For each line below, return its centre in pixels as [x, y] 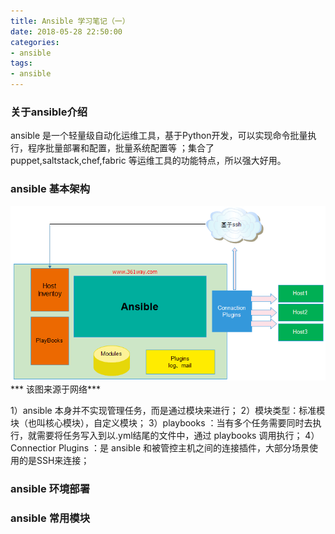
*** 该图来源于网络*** [56, 389]
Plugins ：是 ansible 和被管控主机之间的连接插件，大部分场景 [184, 447]
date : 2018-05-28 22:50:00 [66, 31]
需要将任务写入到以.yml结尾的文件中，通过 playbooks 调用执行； [169, 435]
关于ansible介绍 [49, 112]
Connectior [33, 447]
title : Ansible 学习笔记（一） [70, 21]
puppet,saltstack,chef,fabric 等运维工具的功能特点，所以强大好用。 [148, 161]
